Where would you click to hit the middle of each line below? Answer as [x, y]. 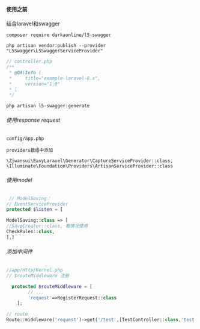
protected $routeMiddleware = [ [52, 286]
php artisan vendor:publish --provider [56, 46]
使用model [19, 180]
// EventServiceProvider [37, 204]
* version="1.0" [35, 84]
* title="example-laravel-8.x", [55, 78]
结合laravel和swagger [33, 23]
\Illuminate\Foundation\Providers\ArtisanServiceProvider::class [89, 166]
